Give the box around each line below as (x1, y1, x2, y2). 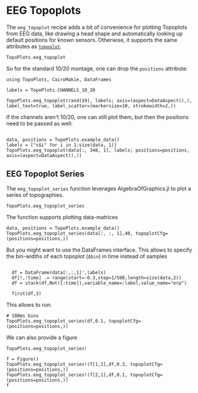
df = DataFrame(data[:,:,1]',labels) (11, 269, 107, 276)
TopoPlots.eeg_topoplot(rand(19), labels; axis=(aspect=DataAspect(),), (6, 97, 193, 104)
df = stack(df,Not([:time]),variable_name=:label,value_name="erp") (11, 280, 187, 286)
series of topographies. (6, 191, 64, 199)
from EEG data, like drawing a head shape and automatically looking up (6, 29, 183, 37)
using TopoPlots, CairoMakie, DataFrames (6, 76, 112, 82)
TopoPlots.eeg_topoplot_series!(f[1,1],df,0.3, (6, 361, 128, 367)
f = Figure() (6, 356, 39, 362)
